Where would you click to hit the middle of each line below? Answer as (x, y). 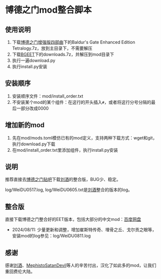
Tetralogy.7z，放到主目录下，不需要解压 (52, 48)
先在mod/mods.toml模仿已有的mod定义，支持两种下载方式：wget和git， (84, 138)
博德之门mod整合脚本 (48, 10)
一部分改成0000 (33, 108)
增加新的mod (25, 125)
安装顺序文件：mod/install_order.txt (48, 96)
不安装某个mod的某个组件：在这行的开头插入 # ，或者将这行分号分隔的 (82, 102)
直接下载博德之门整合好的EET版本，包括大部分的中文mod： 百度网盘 (73, 219)
